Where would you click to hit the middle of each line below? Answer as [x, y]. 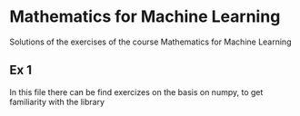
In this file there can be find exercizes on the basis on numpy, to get [136, 92]
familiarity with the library [57, 101]
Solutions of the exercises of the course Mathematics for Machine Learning [150, 42]
